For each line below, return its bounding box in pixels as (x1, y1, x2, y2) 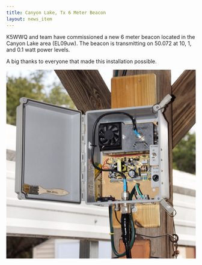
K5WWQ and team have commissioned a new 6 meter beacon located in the (6, 33, 195, 40)
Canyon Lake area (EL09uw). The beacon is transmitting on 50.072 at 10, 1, (6, 40, 192, 47)
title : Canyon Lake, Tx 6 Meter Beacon (6, 10, 106, 16)
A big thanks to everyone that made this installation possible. (6, 58, 158, 65)
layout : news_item (6, 16, 52, 22)
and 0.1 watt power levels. (6, 46, 70, 53)
